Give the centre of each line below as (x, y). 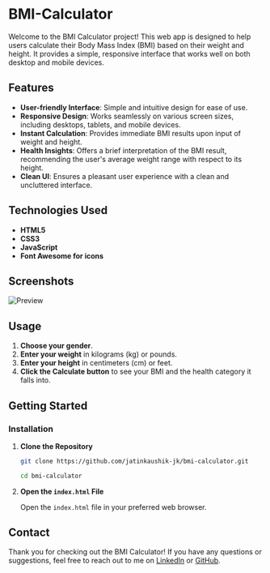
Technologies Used (58, 210)
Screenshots (41, 281)
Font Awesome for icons (61, 255)
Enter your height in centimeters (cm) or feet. (96, 363)
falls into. (35, 380)
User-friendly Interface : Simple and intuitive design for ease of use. (134, 107)
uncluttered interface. (56, 185)
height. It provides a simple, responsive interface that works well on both (129, 53)
